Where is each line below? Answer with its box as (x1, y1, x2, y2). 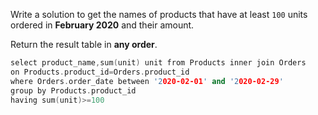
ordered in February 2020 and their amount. (10, 19, 195, 31)
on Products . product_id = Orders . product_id (10, 67, 190, 77)
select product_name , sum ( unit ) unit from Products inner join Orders (10, 58, 307, 68)
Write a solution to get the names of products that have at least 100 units (10, 9, 308, 20)
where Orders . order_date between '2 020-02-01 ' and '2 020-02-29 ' (10, 76, 284, 86)
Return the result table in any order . (10, 39, 158, 50)
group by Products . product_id (10, 85, 137, 96)
